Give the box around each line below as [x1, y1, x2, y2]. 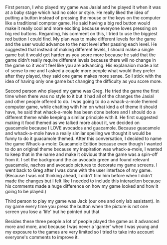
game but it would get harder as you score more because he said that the [5, 52, 156, 58]
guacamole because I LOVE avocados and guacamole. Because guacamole [5, 125, 161, 131]
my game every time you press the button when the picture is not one [5, 204, 148, 209]
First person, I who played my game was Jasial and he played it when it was [5, 4, 161, 10]
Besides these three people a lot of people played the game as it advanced [5, 219, 159, 224]
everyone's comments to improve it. [5, 234, 79, 240]
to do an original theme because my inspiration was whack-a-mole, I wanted [5, 146, 163, 152]
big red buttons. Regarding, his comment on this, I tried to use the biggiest [5, 31, 158, 36]
